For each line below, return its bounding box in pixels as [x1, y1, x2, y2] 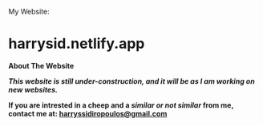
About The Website [8, 61, 75, 70]
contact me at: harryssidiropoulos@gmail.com [8, 108, 168, 118]
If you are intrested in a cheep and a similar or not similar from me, [8, 100, 234, 110]
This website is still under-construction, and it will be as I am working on [8, 76, 255, 86]
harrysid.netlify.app [8, 35, 145, 53]
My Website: [8, 7, 50, 16]
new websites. [8, 85, 59, 94]
